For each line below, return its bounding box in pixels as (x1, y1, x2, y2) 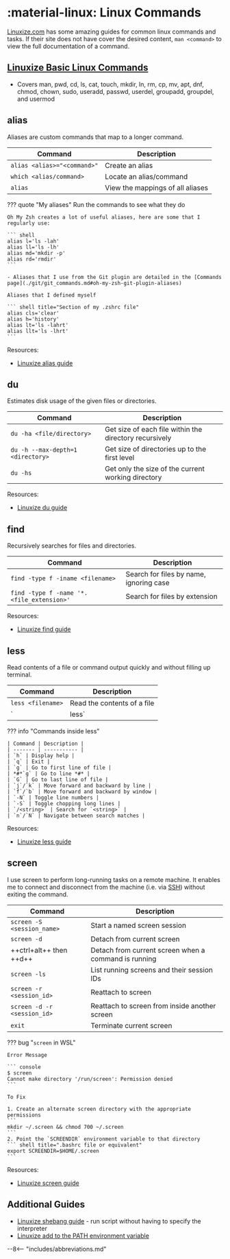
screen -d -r (10, 1003, 53, 1010)
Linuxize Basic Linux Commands (7, 62, 149, 73)
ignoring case (125, 578, 170, 587)
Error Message (7, 1051, 48, 1058)
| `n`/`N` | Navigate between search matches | (7, 812, 146, 819)
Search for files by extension (125, 591, 218, 601)
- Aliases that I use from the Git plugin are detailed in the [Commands (7, 273, 222, 280)
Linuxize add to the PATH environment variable (16, 1232, 149, 1240)
